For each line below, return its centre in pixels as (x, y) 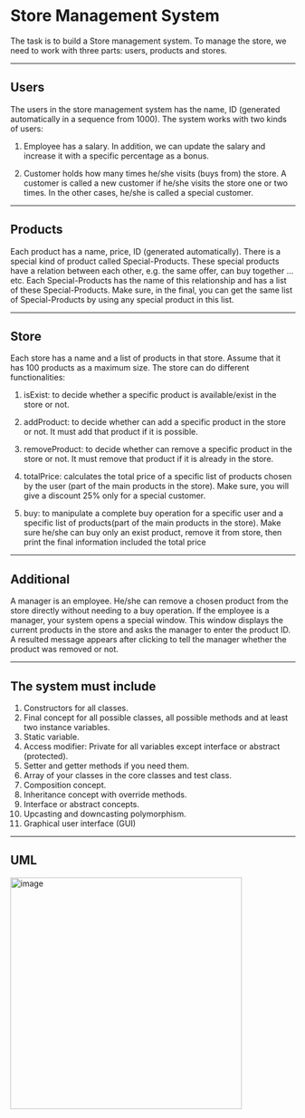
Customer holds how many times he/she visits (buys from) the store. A (155, 173)
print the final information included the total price (114, 542)
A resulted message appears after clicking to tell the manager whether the (149, 640)
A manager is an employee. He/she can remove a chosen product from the (149, 601)
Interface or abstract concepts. (81, 804)
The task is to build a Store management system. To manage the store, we (148, 41)
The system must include (83, 686)
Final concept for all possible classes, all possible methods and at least (156, 718)
